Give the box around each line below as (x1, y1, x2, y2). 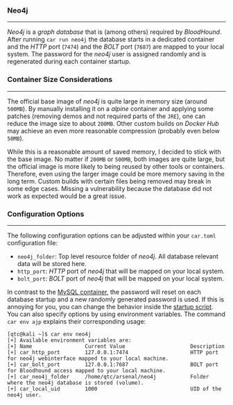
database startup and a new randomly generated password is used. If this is (7, 295, 224, 304)
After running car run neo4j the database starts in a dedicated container (7, 35, 215, 44)
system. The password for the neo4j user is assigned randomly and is (7, 50, 207, 58)
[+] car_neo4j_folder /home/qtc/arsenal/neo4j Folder (7, 373, 209, 380)
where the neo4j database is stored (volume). (7, 379, 144, 386)
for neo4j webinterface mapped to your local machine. (7, 355, 169, 362)
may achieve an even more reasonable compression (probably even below (7, 126, 221, 135)
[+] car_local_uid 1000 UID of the (7, 385, 222, 392)
